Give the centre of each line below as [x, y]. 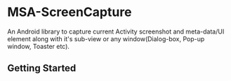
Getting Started [42, 68]
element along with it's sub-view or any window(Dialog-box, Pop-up [106, 38]
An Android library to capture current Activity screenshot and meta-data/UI [116, 31]
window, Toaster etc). [39, 46]
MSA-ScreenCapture [70, 12]
